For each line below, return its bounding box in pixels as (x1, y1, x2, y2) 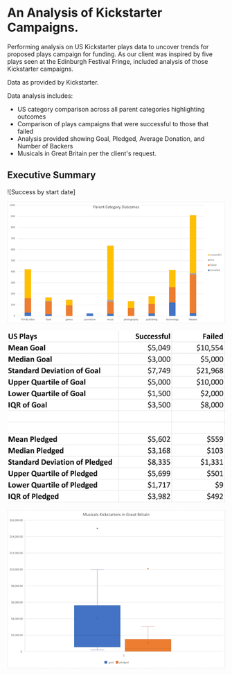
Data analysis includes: (7, 92, 73, 100)
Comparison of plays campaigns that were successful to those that (17, 119, 209, 128)
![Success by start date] (7, 187, 76, 196)
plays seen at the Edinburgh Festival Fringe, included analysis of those (7, 57, 208, 65)
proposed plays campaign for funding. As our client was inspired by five (7, 50, 213, 58)
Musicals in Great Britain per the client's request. (17, 149, 157, 157)
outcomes (17, 112, 46, 121)
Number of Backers (17, 142, 73, 150)
